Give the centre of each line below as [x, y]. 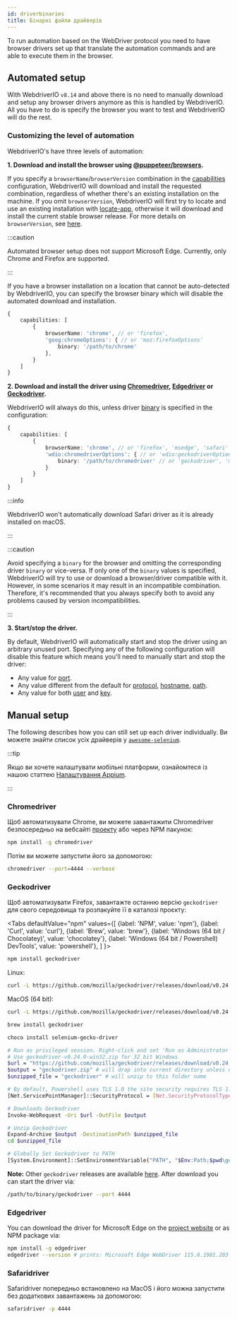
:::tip [14, 753]
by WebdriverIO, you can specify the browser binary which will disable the [115, 293]
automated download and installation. [62, 300]
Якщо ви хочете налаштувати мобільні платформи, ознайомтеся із [108, 767]
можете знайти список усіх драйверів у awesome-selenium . [94, 739]
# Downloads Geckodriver [44, 1108]
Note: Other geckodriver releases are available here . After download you [113, 1173]
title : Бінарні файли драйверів [55, 20]
